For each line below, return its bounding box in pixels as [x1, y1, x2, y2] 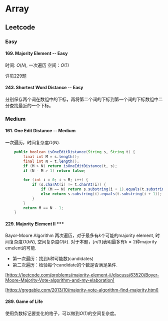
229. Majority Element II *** [5, 221, 64, 227]
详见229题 [5, 73, 26, 79]
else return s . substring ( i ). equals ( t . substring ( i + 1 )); [40, 191, 162, 196]
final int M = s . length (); [23, 154, 79, 159]
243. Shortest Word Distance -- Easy [5, 85, 83, 91]
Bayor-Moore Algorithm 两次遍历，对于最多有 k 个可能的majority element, [5, 232, 154, 238]
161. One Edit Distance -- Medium [5, 128, 76, 134]
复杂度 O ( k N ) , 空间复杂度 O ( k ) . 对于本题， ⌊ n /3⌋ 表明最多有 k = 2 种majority [9, 239, 157, 245]
